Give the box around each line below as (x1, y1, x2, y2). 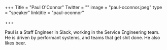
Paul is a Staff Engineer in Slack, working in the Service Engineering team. (5, 29, 160, 35)
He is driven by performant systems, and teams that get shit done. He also (5, 35, 160, 40)
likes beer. (5, 40, 26, 46)
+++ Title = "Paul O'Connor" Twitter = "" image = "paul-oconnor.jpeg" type (5, 5, 162, 10)
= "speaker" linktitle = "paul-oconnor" (5, 10, 84, 16)
